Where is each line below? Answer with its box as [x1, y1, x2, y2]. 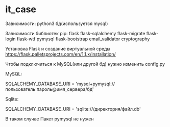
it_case [5, 4, 37, 15]
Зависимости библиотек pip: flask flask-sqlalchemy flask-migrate [5, 30, 145, 36]
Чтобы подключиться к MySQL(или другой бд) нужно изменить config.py [5, 61, 165, 67]
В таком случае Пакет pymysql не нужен [5, 116, 94, 122]
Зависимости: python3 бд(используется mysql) [5, 20, 108, 27]
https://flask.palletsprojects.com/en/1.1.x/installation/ [5, 51, 116, 57]
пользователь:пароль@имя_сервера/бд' [5, 86, 94, 92]
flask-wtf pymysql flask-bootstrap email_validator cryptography [16, 36, 150, 42]
